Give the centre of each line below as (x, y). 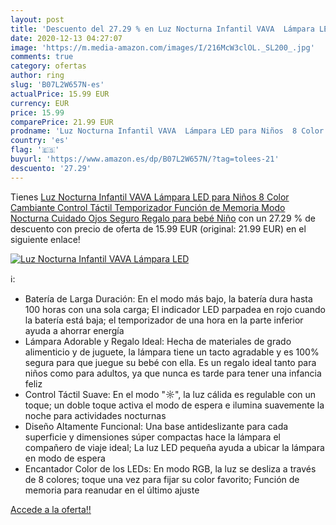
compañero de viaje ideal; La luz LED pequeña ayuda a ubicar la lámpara (174, 447)
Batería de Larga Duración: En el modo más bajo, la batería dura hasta (168, 298)
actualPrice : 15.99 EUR (60, 94)
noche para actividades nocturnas (95, 415)
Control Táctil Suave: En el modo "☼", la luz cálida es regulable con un (170, 394)
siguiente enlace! (45, 239)
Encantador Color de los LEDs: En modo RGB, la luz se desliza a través (170, 468)
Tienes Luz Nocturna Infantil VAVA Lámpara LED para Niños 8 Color (150, 197)
